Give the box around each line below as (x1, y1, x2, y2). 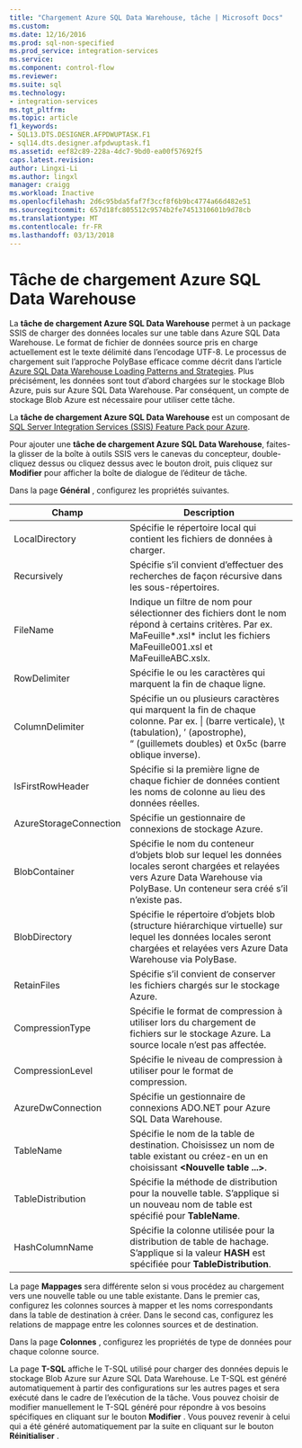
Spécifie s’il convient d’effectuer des (129, 559, 284, 571)
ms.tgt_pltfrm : (9, 105, 67, 114)
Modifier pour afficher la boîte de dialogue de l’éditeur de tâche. (9, 468, 247, 478)
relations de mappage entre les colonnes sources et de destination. (9, 1319, 259, 1330)
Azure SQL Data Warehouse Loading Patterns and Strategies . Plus (9, 366, 254, 377)
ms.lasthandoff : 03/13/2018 (9, 230, 115, 239)
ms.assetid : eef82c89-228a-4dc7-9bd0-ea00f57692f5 (9, 147, 203, 156)
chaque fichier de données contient (129, 774, 280, 787)
